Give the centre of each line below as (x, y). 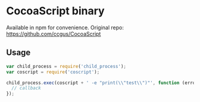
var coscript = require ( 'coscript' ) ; (53, 72)
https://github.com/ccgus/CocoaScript (54, 33)
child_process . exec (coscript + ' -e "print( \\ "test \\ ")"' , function (93, 83)
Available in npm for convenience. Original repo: (65, 27)
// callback (26, 88)
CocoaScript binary (56, 11)
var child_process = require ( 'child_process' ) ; (66, 66)
